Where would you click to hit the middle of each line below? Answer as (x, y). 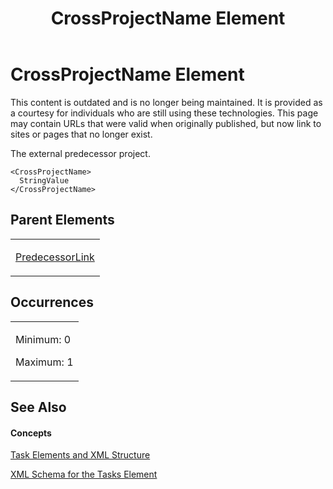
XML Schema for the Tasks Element (84, 474)
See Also (38, 407)
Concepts (31, 433)
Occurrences (52, 302)
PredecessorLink (55, 257)
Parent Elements (62, 220)
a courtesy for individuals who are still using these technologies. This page (164, 113)
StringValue (44, 180)
